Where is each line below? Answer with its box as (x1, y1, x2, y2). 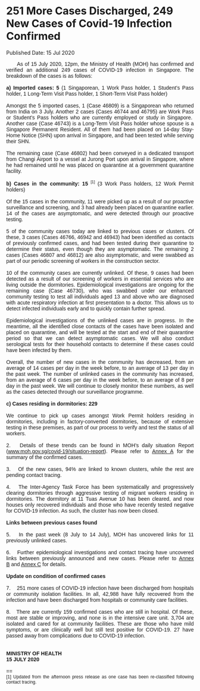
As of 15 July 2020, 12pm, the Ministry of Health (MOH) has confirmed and (17, 61, 194, 67)
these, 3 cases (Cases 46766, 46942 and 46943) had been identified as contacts (6, 234, 194, 240)
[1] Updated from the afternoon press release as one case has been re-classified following (6, 674, 194, 680)
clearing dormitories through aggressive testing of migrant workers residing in (6, 489, 194, 496)
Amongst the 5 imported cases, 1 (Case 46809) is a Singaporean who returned (6, 102, 194, 109)
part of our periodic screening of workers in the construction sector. (6, 257, 160, 264)
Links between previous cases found (6, 519, 98, 526)
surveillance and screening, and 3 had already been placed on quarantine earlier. (6, 204, 194, 211)
